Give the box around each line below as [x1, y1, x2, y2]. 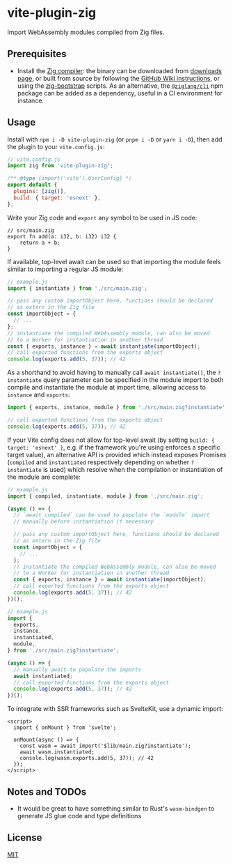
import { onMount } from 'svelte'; [13, 724, 117, 731]
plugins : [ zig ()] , [13, 188, 67, 195]
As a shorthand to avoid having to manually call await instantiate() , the [7, 368, 216, 377]
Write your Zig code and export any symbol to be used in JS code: [7, 213, 198, 222]
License [7, 832, 42, 844]
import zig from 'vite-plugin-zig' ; [7, 162, 113, 169]
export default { [7, 181, 58, 189]
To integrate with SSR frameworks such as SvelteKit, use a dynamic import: [7, 705, 224, 713]
